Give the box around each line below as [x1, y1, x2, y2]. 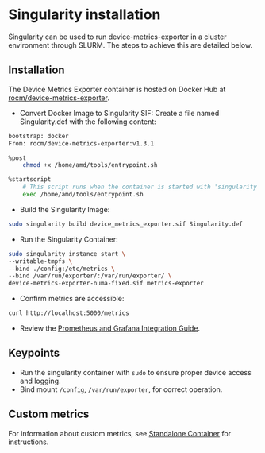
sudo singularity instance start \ [8, 250, 126, 257]
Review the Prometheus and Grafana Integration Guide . [19, 323, 201, 333]
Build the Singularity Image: [19, 204, 110, 214]
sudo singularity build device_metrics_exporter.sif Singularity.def [8, 220, 244, 228]
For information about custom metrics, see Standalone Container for [8, 428, 232, 438]
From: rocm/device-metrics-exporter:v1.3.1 [8, 139, 155, 148]
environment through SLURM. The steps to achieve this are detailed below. [8, 40, 252, 49]
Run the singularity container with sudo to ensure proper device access [19, 367, 252, 377]
